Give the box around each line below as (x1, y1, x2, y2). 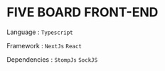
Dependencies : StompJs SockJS (6, 55, 98, 64)
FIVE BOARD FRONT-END (6, 4, 159, 21)
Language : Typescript (6, 28, 74, 36)
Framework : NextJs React (6, 41, 82, 50)
